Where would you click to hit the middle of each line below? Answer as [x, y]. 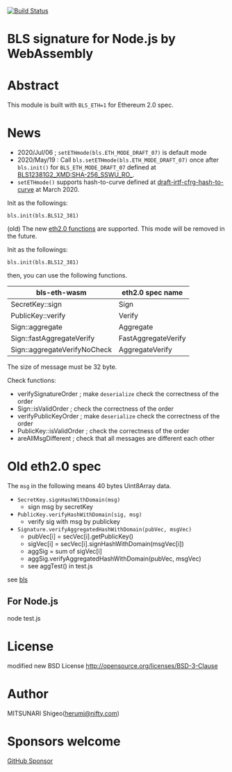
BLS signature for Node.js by [91, 39]
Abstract [33, 85]
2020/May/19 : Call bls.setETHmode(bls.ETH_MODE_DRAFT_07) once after [118, 160]
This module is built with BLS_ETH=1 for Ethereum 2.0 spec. [90, 105]
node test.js [24, 618]
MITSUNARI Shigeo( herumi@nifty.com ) [64, 713]
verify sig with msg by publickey [74, 522]
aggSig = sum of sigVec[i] [65, 551]
